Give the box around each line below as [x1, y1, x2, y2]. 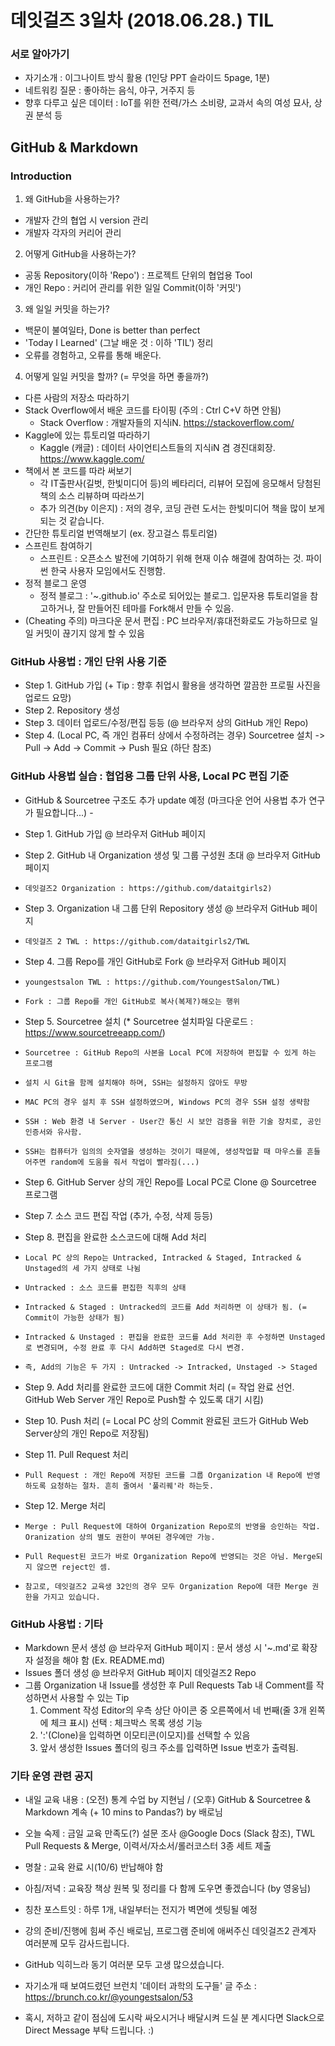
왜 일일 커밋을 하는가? [24, 303, 110, 315]
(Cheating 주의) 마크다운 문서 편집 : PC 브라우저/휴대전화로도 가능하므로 [24, 615, 308, 627]
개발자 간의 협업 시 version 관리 [24, 214, 149, 226]
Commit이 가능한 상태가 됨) [24, 1312, 125, 1323]
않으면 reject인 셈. [36, 1562, 112, 1572]
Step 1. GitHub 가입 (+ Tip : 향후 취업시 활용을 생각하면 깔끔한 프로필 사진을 [24, 679, 322, 691]
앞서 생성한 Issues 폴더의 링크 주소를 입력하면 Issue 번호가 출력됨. [39, 1742, 299, 1754]
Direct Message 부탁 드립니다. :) [24, 2024, 155, 2036]
